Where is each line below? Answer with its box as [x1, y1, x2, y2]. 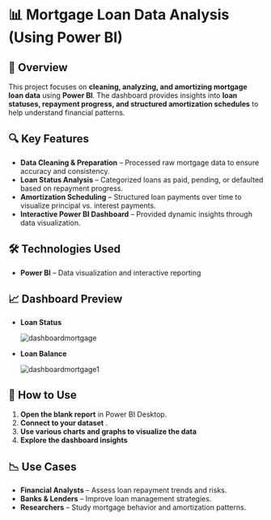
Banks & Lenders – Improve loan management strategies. [19, 494, 212, 504]
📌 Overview [8, 61, 68, 74]
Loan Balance [19, 349, 67, 359]
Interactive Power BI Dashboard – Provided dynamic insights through [19, 209, 253, 218]
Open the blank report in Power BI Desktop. [19, 409, 167, 420]
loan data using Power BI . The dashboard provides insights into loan [8, 91, 238, 100]
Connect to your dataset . [19, 418, 108, 428]
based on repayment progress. [19, 183, 124, 193]
